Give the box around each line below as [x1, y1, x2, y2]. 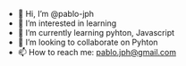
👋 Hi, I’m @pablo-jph [17, 9, 95, 19]
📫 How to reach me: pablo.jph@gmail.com [17, 47, 177, 57]
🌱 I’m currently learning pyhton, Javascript [17, 28, 175, 37]
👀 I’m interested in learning [17, 18, 117, 29]
